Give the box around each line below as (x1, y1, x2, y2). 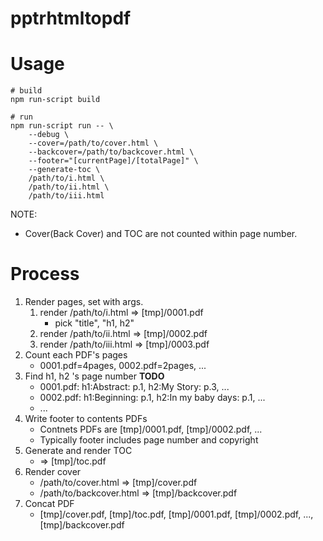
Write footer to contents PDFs (24, 413, 148, 425)
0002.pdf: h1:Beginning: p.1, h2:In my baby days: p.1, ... (39, 392, 266, 404)
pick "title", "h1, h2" (54, 317, 135, 329)
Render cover (24, 466, 82, 478)
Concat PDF (24, 498, 75, 510)
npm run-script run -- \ (10, 121, 114, 131)
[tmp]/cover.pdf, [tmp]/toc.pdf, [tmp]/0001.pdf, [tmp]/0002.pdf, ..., (39, 508, 314, 521)
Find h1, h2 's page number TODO (24, 370, 165, 382)
